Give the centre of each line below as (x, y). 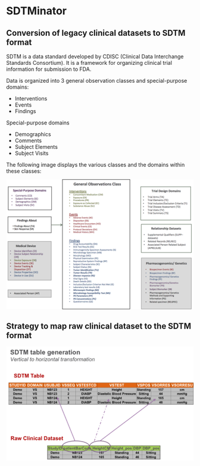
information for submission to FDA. (49, 69)
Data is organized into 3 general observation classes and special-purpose (97, 81)
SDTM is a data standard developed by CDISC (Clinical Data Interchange (95, 57)
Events (23, 105)
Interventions (31, 98)
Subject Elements (36, 147)
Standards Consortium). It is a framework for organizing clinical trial (89, 63)
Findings (25, 111)
